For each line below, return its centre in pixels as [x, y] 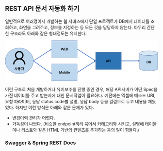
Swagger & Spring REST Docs [41, 143]
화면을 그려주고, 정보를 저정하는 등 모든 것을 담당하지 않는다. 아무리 [82, 27]
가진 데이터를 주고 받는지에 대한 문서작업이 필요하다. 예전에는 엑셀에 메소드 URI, [80, 95]
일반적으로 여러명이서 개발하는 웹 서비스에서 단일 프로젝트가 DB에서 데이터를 [77, 21]
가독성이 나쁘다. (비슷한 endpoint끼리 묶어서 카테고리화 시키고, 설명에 [78, 124]
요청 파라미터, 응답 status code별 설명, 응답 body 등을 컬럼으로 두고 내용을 [76, 102]
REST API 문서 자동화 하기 [42, 9]
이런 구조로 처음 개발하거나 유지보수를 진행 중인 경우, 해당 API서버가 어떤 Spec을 [81, 90]
